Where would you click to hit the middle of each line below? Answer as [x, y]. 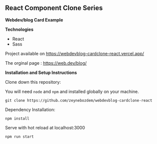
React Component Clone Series [54, 8]
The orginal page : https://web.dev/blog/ [46, 63]
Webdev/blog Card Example [34, 20]
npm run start [20, 137]
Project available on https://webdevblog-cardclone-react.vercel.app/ [75, 53]
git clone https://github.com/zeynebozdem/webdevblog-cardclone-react [79, 100]
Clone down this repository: [33, 82]
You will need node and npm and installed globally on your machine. [72, 91]
